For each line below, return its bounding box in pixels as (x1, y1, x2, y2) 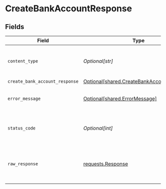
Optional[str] (83, 58, 114, 64)
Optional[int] (83, 125, 113, 131)
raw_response (7, 161, 39, 166)
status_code (7, 126, 36, 131)
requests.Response (83, 160, 128, 167)
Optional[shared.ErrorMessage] (83, 95, 157, 102)
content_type (7, 59, 39, 64)
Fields (5, 23, 25, 31)
